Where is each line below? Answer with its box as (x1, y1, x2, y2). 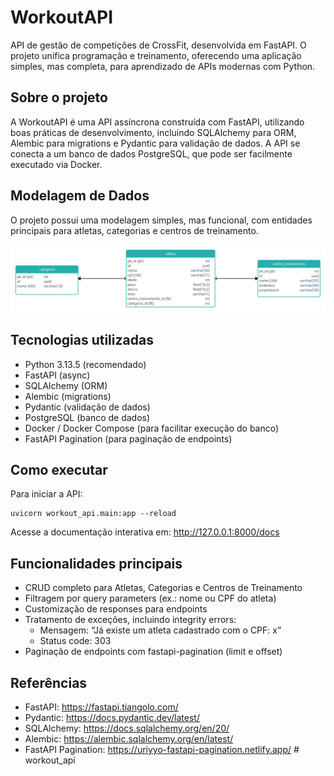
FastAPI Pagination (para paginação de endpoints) (24, 432, 233, 445)
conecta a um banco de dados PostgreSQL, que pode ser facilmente (10, 147, 293, 160)
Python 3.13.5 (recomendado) (24, 358, 147, 370)
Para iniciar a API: (10, 488, 83, 500)
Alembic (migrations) (24, 390, 112, 402)
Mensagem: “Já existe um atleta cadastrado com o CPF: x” (39, 624, 282, 636)
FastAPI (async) (24, 369, 91, 381)
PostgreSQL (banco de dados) (24, 411, 151, 423)
